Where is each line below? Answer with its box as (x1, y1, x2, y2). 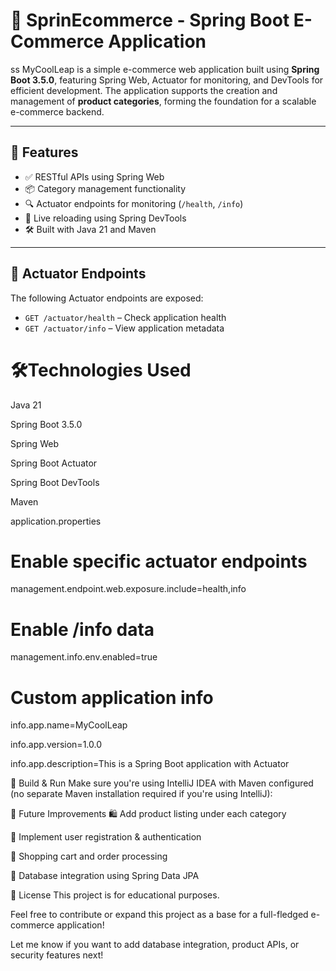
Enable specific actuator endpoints (10, 550, 308, 573)
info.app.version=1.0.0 (10, 739, 102, 751)
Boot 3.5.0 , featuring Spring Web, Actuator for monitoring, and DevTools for (10, 74, 324, 86)
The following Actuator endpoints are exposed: (10, 292, 204, 304)
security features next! (10, 949, 104, 961)
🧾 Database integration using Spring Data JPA (10, 870, 200, 882)
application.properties (10, 515, 102, 527)
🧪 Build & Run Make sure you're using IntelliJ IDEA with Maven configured (10, 777, 314, 789)
